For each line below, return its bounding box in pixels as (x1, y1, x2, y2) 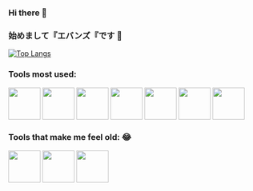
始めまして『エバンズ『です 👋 (8, 30, 122, 41)
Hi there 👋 (8, 7, 48, 18)
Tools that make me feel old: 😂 (8, 132, 132, 143)
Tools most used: (8, 69, 78, 80)
